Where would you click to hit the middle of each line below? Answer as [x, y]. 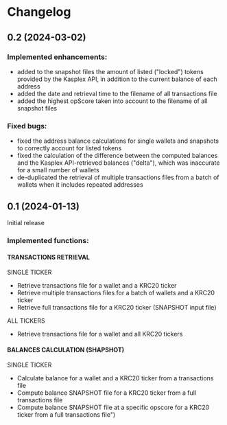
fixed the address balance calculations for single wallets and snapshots [118, 141]
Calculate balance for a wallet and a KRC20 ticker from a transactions [115, 378]
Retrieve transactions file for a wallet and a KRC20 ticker [97, 286]
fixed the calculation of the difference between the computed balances [117, 156]
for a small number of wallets [58, 170]
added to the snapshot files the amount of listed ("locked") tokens [110, 71]
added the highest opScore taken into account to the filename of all [112, 101]
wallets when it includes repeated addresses [80, 185]
